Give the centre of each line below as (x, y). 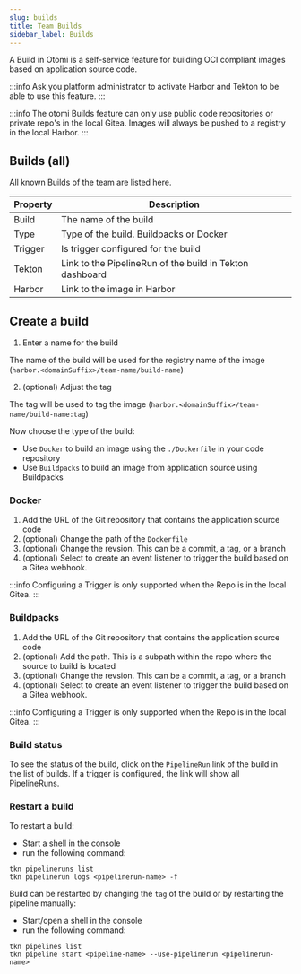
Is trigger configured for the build (131, 249)
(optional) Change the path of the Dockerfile (105, 539)
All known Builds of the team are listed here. (90, 183)
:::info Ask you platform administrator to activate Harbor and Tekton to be (144, 87)
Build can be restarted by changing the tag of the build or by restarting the (146, 894)
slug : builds (34, 17)
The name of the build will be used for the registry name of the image (138, 360)
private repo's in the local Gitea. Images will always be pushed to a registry (148, 123)
